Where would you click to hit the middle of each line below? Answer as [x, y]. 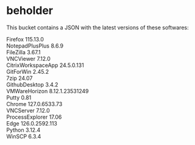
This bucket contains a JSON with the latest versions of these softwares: [97, 27]
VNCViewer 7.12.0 [28, 58]
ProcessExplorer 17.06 [34, 117]
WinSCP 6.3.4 [24, 136]
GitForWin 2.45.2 [28, 71]
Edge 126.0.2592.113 [32, 123]
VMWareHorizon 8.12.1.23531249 [48, 91]
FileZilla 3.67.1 [23, 52]
